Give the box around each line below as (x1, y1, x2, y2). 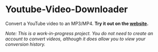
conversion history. (5, 41, 46, 47)
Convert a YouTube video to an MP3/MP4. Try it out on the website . (5, 20, 149, 27)
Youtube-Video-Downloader (5, 4, 128, 15)
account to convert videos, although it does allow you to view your (5, 36, 146, 42)
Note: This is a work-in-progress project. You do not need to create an (5, 30, 153, 36)
